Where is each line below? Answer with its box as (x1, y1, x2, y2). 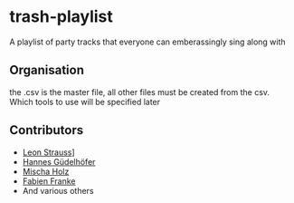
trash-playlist (9, 6, 113, 27)
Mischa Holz (22, 166, 70, 177)
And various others (22, 185, 94, 196)
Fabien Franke (22, 175, 76, 187)
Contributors (9, 122, 84, 138)
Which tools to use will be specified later (9, 96, 161, 107)
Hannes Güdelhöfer (22, 156, 96, 167)
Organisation (9, 63, 84, 78)
